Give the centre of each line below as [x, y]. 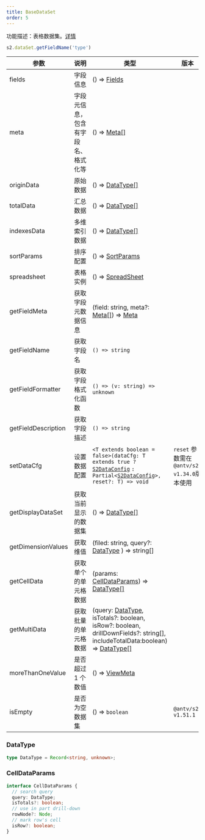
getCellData [26, 581]
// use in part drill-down [46, 809]
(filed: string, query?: [122, 543]
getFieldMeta [28, 311]
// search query [32, 792]
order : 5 [17, 18]
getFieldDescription [38, 428]
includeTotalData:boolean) [130, 641]
